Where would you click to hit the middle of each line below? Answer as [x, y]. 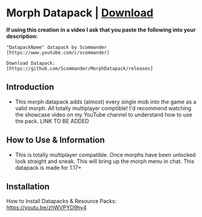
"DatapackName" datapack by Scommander [57, 47]
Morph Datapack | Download [80, 13]
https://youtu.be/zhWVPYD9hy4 [46, 208]
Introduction [30, 87]
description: [22, 36]
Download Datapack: [31, 63]
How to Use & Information [56, 140]
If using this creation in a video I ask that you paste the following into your [101, 30]
